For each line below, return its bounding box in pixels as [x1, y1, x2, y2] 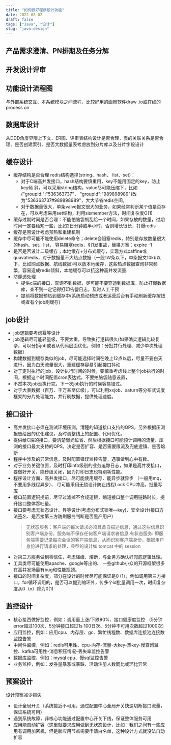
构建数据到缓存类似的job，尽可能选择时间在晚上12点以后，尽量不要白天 [13, 355, 163, 362]
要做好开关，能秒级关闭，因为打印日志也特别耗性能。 [13, 468, 125, 474]
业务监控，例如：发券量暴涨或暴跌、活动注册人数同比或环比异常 [13, 661, 147, 667]
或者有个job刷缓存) [20, 299, 61, 305]
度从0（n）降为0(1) [13, 585, 54, 591]
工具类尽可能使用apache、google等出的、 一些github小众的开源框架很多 [13, 560, 165, 566]
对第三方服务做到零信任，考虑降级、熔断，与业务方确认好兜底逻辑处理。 [13, 554, 165, 560]
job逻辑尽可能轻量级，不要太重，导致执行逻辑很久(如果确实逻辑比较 [13, 336, 156, 342]
